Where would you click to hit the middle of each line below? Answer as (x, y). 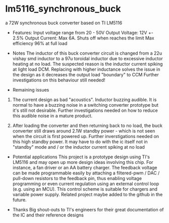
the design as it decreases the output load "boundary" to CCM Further (86, 74)
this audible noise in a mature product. (52, 116)
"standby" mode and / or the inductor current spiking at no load (79, 147)
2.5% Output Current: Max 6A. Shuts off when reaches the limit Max (83, 38)
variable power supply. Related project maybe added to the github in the (88, 194)
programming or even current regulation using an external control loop (86, 184)
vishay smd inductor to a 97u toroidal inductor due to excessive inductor (88, 58)
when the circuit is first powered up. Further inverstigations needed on (86, 136)
